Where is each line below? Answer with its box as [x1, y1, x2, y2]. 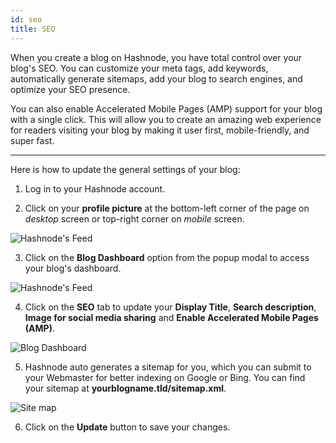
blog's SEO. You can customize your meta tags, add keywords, [10, 62, 269, 74]
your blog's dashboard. [24, 262, 122, 274]
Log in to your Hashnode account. [24, 182, 166, 195]
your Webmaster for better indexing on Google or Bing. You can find [24, 371, 306, 383]
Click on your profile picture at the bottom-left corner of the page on [24, 202, 310, 214]
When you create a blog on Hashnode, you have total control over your [10, 51, 303, 63]
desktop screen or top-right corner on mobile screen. [24, 212, 245, 225]
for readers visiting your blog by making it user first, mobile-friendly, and [10, 124, 310, 136]
